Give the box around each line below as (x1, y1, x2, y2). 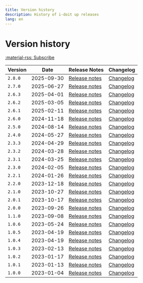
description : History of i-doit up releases (5, 12, 99, 17)
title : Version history (5, 7, 55, 12)
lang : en (5, 16, 23, 21)
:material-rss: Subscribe (5, 54, 55, 60)
